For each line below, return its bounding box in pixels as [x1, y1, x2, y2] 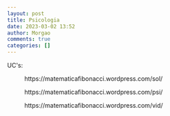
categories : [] [7, 42, 51, 49]
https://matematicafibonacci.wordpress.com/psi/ [24, 88, 163, 96]
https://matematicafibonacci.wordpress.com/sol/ [24, 75, 163, 83]
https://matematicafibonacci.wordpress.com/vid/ [24, 101, 163, 109]
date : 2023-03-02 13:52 [7, 23, 76, 30]
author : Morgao [7, 29, 51, 37]
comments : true [7, 36, 51, 43]
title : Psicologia [7, 17, 60, 23]
